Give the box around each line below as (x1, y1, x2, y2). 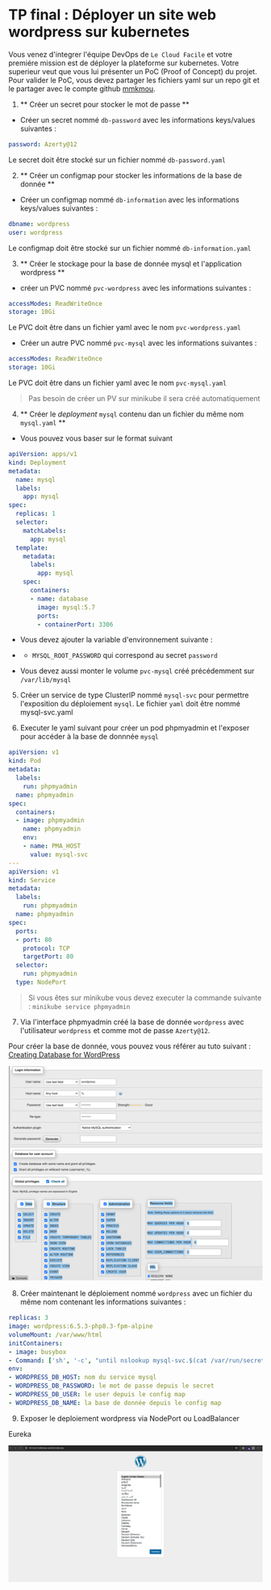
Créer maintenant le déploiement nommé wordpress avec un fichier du (19, 1289, 252, 1299)
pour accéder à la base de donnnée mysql (19, 732, 159, 742)
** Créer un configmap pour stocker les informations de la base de (19, 170, 242, 180)
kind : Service (8, 876, 56, 885)
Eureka (8, 1429, 32, 1438)
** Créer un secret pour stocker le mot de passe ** (19, 99, 190, 109)
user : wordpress (8, 228, 63, 236)
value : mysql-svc (29, 850, 89, 859)
